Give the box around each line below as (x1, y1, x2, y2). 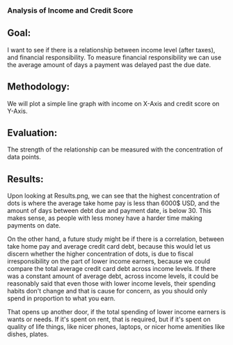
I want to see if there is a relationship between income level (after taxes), (7, 45, 216, 54)
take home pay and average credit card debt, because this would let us (7, 242, 211, 251)
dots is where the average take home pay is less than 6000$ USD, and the (7, 199, 220, 207)
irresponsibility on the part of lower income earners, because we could (7, 257, 211, 265)
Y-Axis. (7, 107, 28, 115)
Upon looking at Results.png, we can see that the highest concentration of (7, 191, 220, 200)
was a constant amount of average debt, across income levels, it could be (7, 272, 219, 281)
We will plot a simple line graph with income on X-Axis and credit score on (7, 99, 220, 108)
